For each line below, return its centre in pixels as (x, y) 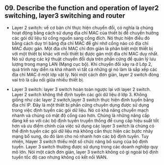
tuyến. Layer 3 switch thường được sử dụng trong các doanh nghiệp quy (85, 146)
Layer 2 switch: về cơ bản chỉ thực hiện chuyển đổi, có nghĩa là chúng (82, 27)
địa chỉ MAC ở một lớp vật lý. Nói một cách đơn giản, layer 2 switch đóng (85, 74)
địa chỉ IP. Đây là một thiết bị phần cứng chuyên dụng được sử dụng (80, 105)
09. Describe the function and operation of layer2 (82, 8)
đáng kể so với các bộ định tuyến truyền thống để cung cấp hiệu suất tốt (85, 120)
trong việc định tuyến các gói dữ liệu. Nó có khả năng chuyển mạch (80, 110)
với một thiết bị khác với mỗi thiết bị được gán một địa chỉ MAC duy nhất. (85, 54)
